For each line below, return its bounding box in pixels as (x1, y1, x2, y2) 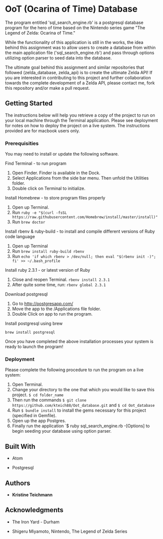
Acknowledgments (5, 506, 64, 514)
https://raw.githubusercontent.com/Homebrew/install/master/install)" (12, 215, 158, 220)
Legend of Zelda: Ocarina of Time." (5, 30, 76, 36)
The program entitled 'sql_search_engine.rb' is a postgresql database (5, 20, 144, 25)
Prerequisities (5, 140, 39, 147)
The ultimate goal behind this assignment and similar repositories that (5, 64, 145, 70)
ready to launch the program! (5, 344, 64, 350)
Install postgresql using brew (5, 320, 63, 326)
